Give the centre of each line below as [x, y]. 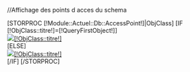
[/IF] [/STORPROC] [34, 61]
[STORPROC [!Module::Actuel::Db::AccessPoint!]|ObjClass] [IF [95, 23]
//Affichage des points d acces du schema [67, 10]
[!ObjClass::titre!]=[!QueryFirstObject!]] [62, 31]
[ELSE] [16, 46]
